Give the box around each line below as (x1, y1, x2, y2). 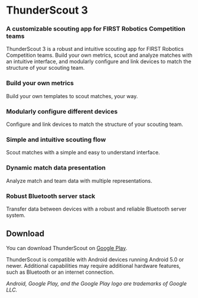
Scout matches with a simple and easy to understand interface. (6, 149, 160, 156)
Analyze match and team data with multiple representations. (6, 177, 152, 184)
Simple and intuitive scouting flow (6, 135, 106, 144)
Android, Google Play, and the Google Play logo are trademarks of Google (6, 280, 187, 287)
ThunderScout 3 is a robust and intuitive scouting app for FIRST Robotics (6, 46, 184, 53)
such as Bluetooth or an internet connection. (6, 268, 115, 276)
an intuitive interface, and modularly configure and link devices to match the (6, 58, 191, 65)
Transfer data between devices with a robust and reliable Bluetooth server (6, 205, 187, 212)
